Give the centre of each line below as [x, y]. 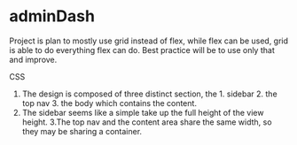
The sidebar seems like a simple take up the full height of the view [143, 112]
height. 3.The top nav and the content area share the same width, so [147, 122]
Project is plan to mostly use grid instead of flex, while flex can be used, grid [149, 41]
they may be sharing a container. [82, 131]
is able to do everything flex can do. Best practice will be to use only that [142, 50]
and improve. [33, 59]
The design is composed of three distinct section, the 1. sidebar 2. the [149, 94]
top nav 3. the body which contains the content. [109, 103]
